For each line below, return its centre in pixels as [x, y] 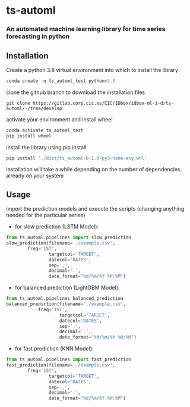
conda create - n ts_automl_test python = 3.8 [61, 81]
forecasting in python [38, 36]
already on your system [35, 176]
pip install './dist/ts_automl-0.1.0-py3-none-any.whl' [77, 158]
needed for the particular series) [46, 215]
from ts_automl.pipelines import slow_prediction [69, 238]
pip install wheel [29, 136]
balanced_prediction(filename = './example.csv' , [66, 304]
